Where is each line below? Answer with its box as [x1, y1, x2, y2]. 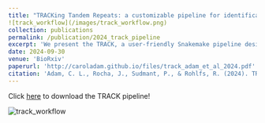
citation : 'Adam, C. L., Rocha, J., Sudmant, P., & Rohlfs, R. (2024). [8, 70, 248, 78]
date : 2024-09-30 [8, 48, 65, 56]
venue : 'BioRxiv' [8, 56, 65, 63]
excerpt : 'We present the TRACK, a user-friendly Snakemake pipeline [8, 41, 242, 49]
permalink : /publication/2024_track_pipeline [8, 33, 160, 42]
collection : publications [8, 26, 93, 34]
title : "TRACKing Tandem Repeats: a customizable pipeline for [8, 11, 221, 20]
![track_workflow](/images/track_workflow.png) [8, 19, 168, 27]
